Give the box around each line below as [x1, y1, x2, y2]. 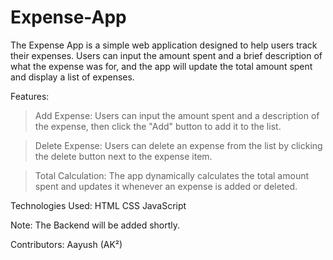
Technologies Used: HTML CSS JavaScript [10, 199, 187, 211]
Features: [10, 90, 50, 102]
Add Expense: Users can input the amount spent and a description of [34, 109, 320, 121]
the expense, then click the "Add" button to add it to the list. [34, 120, 282, 132]
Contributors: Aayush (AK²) [10, 238, 123, 250]
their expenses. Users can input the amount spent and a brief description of [10, 49, 323, 61]
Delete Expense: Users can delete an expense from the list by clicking [34, 139, 323, 151]
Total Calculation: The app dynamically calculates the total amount [34, 169, 310, 181]
